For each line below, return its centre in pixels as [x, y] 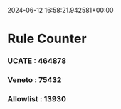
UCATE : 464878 [37, 61]
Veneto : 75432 [35, 80]
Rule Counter [47, 39]
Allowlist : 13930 [37, 98]
